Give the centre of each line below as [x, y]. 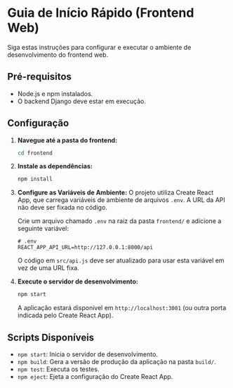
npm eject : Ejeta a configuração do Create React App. [95, 376]
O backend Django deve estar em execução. [81, 101]
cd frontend [35, 153]
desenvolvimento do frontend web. [58, 55]
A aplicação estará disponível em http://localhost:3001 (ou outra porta [122, 308]
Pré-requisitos [40, 77]
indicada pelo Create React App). [65, 315]
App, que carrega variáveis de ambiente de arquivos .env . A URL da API [121, 200]
